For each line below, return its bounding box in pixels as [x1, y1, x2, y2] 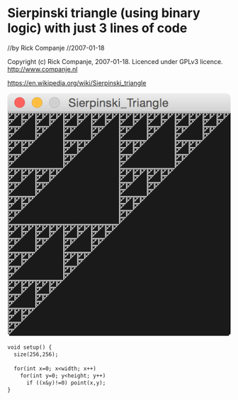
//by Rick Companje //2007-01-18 [7, 43, 105, 52]
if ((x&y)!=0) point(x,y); [25, 379, 106, 387]
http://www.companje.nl [7, 65, 78, 73]
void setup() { [7, 344, 52, 351]
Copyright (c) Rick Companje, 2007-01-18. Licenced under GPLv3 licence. [7, 57, 223, 65]
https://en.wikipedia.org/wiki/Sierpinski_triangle [7, 78, 147, 87]
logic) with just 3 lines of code [7, 20, 188, 36]
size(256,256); [13, 351, 59, 358]
